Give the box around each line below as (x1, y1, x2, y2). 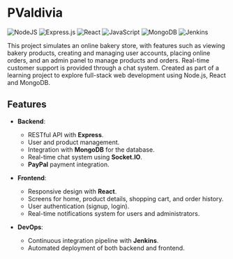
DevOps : (17, 223, 43, 231)
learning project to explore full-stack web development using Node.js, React (7, 71, 227, 79)
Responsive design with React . (27, 187, 117, 196)
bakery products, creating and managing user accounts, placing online (7, 49, 211, 57)
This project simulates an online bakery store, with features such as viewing (7, 41, 225, 49)
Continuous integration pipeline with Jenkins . (27, 236, 159, 244)
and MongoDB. (7, 78, 51, 86)
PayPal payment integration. (27, 160, 110, 168)
